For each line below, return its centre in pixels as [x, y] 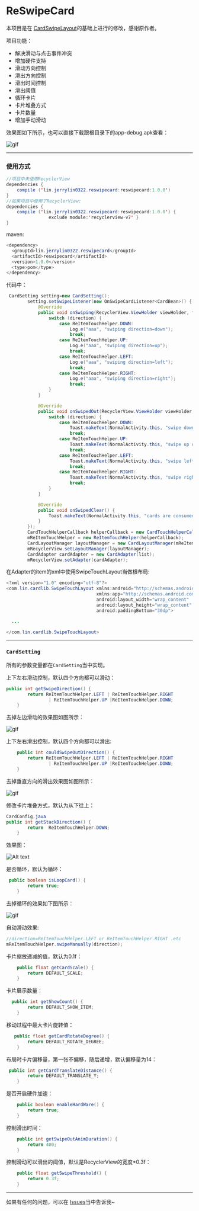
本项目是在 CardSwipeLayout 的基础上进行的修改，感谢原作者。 [83, 28]
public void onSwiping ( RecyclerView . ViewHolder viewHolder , [113, 312]
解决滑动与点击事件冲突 [43, 53]
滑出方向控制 [30, 75]
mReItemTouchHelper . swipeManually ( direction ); [65, 944]
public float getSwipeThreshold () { [62, 1173]
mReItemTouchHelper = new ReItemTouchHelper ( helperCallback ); [106, 538]
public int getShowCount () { [47, 1002]
